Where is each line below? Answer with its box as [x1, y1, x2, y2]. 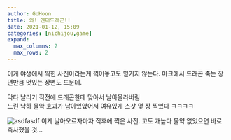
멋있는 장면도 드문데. [25, 78, 83, 86]
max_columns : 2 [13, 43, 58, 50]
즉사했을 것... [7, 125, 43, 134]
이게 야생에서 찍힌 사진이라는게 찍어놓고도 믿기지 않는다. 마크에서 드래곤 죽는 [7, 69, 217, 78]
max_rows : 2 [13, 50, 49, 57]
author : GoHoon [7, 10, 52, 17]
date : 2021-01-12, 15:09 [7, 23, 80, 30]
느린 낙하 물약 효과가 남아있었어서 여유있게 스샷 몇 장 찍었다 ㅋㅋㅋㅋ [7, 101, 194, 110]
